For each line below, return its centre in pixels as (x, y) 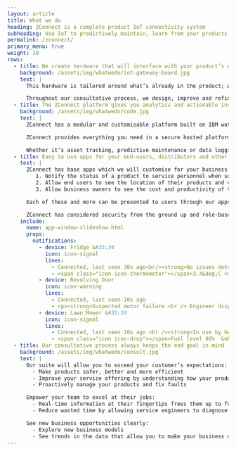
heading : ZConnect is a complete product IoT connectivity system (106, 27)
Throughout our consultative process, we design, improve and (119, 99)
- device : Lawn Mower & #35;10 (83, 313)
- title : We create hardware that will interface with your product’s (119, 66)
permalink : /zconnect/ (40, 40)
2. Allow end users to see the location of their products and (130, 183)
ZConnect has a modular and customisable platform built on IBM (122, 125)
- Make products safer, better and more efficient (108, 371)
